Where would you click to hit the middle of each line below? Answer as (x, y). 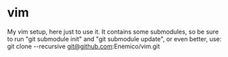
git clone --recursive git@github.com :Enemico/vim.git (84, 46)
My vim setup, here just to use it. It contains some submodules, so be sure (113, 32)
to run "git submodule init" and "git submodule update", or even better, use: (115, 38)
